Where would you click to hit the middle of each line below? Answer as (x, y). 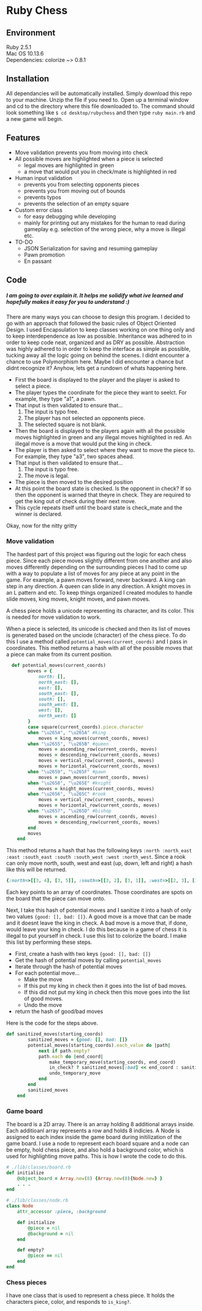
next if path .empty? (64, 1051)
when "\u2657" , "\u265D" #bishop (70, 811)
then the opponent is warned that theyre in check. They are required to (103, 495)
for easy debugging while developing (70, 216)
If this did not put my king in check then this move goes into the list (107, 992)
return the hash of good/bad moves (59, 1011)
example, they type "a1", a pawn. (55, 398)
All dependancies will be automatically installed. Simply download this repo (99, 93)
